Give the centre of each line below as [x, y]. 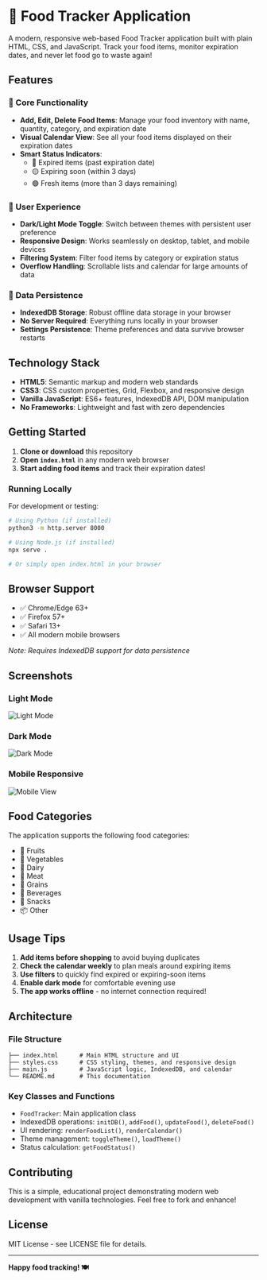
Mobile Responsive [46, 774]
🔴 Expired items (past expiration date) [93, 162]
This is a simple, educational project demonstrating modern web [114, 1192]
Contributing [41, 1172]
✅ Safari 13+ [40, 626]
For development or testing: [54, 506]
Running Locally [40, 489]
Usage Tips [37, 938]
